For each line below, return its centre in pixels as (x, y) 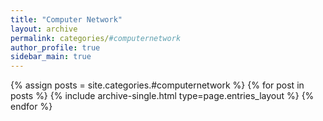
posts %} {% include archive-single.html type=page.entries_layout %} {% (162, 96)
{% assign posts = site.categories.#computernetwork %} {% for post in (157, 85)
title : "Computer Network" (66, 19)
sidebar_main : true (51, 57)
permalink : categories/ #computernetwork (96, 38)
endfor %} (31, 107)
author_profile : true (55, 47)
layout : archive (44, 29)
